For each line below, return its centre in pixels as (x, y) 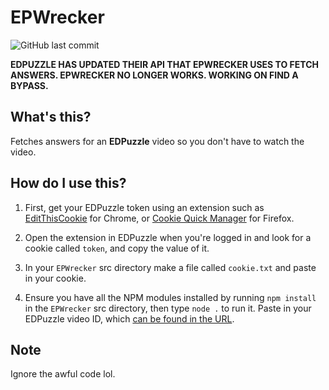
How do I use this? (68, 183)
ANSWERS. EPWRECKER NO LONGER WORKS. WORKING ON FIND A (154, 75)
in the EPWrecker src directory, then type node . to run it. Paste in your (168, 308)
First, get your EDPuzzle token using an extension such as (144, 207)
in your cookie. (55, 278)
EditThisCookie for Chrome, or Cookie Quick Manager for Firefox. (159, 218)
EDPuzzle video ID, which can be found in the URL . (129, 318)
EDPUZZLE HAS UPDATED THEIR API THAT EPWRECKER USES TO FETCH (165, 64)
